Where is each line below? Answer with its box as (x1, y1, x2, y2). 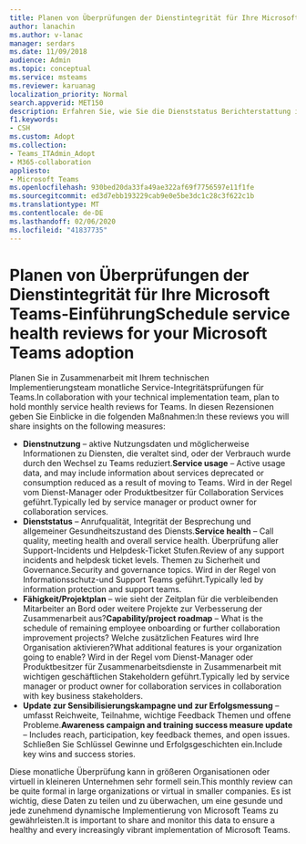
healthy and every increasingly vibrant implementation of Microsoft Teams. (9, 825, 291, 836)
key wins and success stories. (22, 749, 137, 760)
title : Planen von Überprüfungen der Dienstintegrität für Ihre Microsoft (9, 13, 300, 23)
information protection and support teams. (22, 584, 182, 595)
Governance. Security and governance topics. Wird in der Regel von (22, 565, 276, 576)
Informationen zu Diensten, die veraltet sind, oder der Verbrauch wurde (22, 448, 291, 459)
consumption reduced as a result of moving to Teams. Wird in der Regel (22, 477, 293, 488)
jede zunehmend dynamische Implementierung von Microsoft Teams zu (9, 805, 279, 817)
